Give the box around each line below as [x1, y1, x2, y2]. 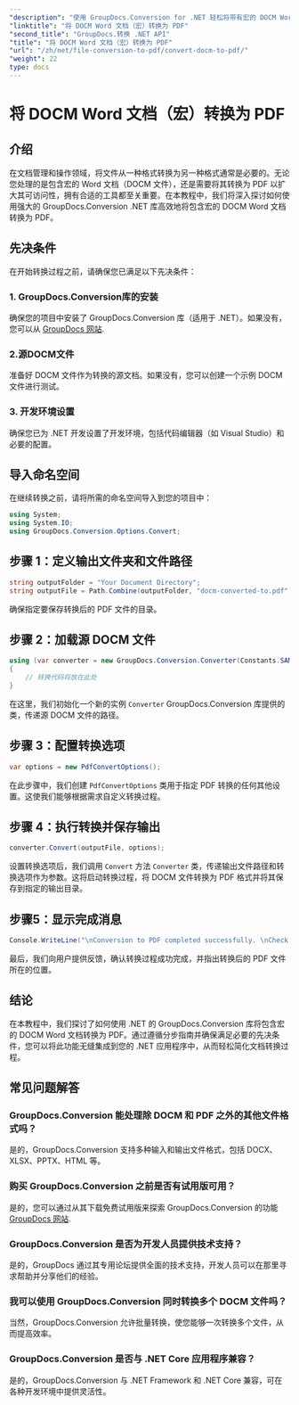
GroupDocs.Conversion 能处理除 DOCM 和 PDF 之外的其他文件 [9, 1109, 280, 1122]
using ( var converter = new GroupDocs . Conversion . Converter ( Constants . [9, 656, 280, 665]
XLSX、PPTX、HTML [9, 1155, 88, 1166]
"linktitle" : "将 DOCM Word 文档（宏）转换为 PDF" [9, 21, 189, 30]
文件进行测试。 [9, 381, 64, 392]
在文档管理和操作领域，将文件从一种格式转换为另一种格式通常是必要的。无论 [9, 167, 290, 178]
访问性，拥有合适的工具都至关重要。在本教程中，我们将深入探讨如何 [32, 189, 282, 201]
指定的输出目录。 [24, 883, 87, 894]
